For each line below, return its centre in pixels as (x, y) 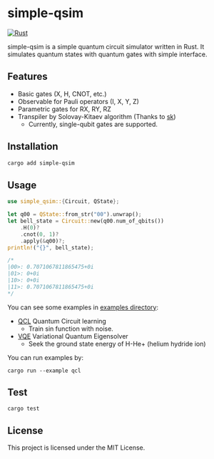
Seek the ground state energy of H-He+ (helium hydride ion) (117, 344)
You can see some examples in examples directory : (83, 307)
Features (27, 77)
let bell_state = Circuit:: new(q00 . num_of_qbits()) (86, 221)
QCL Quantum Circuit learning (62, 321)
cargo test (24, 409)
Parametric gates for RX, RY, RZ (65, 109)
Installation (33, 146)
